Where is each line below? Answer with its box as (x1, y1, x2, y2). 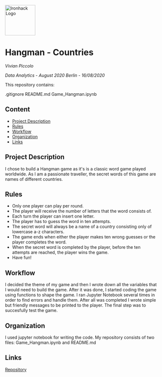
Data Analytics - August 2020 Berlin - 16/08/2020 (5, 72, 105, 78)
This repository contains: (5, 82, 55, 87)
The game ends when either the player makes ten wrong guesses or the (12, 234, 156, 240)
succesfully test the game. (5, 308, 58, 313)
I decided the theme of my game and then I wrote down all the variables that (5, 282, 157, 288)
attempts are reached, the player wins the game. (12, 250, 109, 256)
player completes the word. (12, 239, 67, 245)
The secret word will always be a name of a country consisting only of (12, 223, 152, 230)
